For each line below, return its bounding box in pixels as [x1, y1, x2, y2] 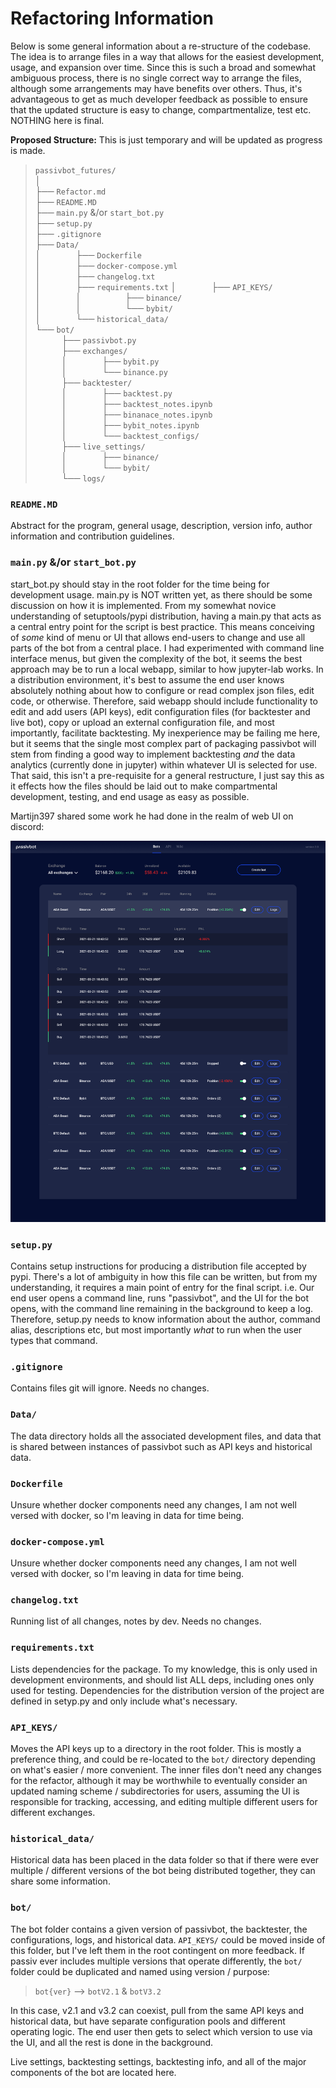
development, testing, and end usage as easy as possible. [10, 790, 250, 802]
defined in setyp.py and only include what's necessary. [10, 1695, 238, 1707]
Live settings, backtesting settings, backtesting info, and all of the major [10, 2055, 307, 2067]
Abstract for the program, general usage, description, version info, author [10, 520, 313, 532]
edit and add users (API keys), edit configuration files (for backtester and [10, 705, 311, 717]
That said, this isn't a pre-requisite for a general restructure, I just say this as [10, 769, 325, 781]
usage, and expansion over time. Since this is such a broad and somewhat [10, 61, 317, 73]
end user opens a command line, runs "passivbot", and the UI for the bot [10, 1292, 310, 1304]
